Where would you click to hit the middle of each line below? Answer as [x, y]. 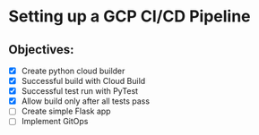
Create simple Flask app [66, 111]
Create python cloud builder [73, 71]
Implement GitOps [55, 122]
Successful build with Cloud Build [83, 81]
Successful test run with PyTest [80, 91]
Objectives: [41, 50]
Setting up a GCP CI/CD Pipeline [130, 17]
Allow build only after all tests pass [85, 101]
